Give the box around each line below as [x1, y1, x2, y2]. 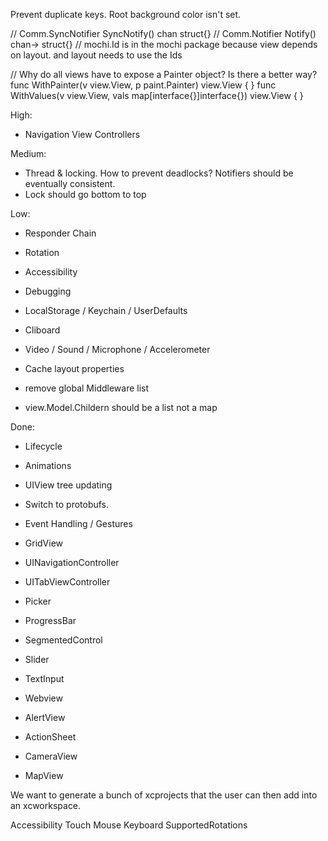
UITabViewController [24, 576, 111, 588]
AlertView [24, 712, 66, 723]
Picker [24, 595, 52, 607]
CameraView [24, 750, 78, 762]
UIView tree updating [24, 479, 113, 491]
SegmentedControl [24, 634, 103, 646]
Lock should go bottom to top [24, 189, 147, 200]
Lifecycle [24, 440, 63, 452]
